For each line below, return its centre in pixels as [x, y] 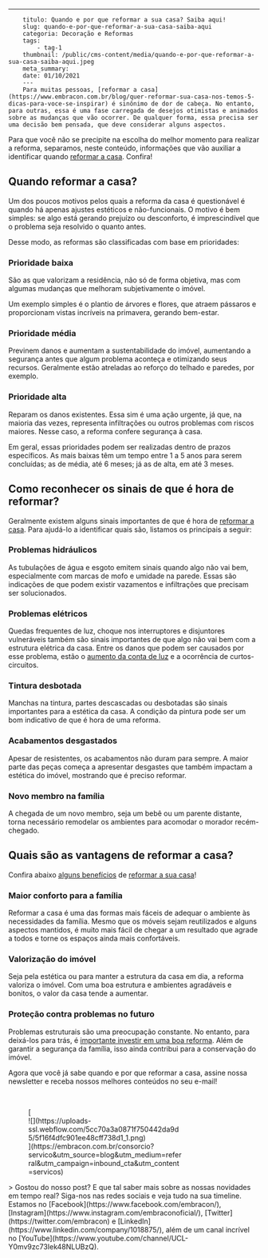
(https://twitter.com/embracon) [59, 1221]
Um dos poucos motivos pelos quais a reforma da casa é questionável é [127, 201]
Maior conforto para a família [66, 895]
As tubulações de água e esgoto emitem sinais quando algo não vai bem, [128, 567]
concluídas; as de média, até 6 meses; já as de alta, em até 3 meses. [121, 464]
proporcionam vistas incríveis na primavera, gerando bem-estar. [114, 313]
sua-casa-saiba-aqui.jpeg [51, 62]
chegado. [24, 830]
